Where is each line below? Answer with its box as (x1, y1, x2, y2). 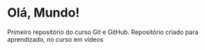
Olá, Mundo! (7, 5, 80, 21)
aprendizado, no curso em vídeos (7, 35, 104, 43)
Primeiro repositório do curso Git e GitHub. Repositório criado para (7, 28, 199, 36)
